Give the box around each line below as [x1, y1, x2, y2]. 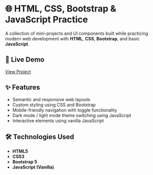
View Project [5, 68, 31, 75]
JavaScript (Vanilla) [12, 164, 55, 170]
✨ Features [5, 83, 40, 92]
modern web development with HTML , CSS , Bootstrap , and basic [5, 35, 140, 41]
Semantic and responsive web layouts [12, 96, 90, 102]
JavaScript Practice [5, 14, 88, 25]
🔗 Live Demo [5, 55, 45, 64]
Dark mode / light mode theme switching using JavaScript [12, 112, 132, 118]
